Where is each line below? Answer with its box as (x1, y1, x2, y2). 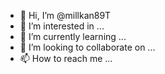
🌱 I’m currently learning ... (19, 31, 127, 42)
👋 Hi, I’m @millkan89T (19, 10, 112, 21)
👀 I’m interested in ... (19, 20, 105, 32)
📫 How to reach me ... (19, 53, 113, 64)
